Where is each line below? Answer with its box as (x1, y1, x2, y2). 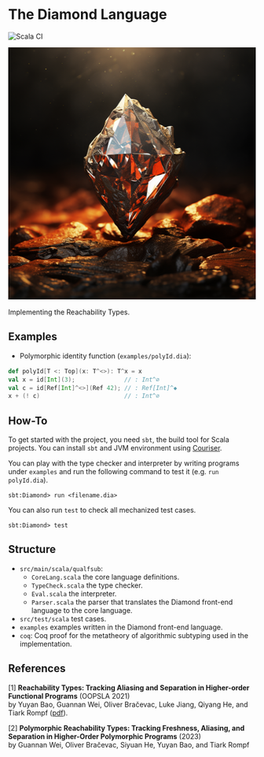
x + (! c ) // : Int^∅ (8, 392, 159, 400)
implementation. (19, 639, 72, 648)
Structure (8, 543, 57, 556)
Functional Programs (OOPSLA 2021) (8, 691, 130, 700)
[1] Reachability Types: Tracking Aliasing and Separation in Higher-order (8, 683, 250, 692)
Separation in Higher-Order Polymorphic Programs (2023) (8, 731, 202, 741)
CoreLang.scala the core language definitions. (31, 572, 180, 581)
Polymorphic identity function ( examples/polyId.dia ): (19, 351, 192, 360)
